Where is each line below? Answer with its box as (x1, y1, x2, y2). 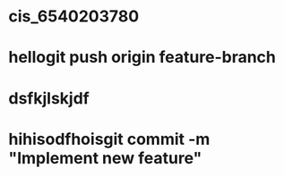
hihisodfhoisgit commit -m (8, 129, 211, 149)
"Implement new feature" (8, 147, 202, 168)
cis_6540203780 (8, 6, 140, 27)
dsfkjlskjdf (8, 88, 90, 108)
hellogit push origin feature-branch (8, 47, 277, 68)
